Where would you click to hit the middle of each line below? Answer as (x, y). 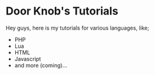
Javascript (28, 59)
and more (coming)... (41, 65)
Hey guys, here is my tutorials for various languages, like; (77, 28)
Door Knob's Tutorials (62, 11)
